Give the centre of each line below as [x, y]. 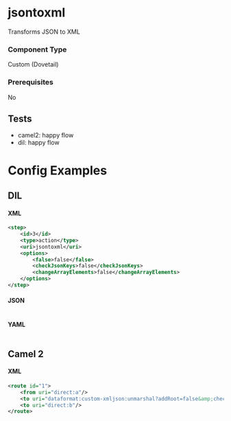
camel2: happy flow [46, 135]
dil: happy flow [39, 143]
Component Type [37, 49]
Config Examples [58, 170]
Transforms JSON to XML [44, 32]
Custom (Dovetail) [33, 65]
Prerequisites [31, 82]
